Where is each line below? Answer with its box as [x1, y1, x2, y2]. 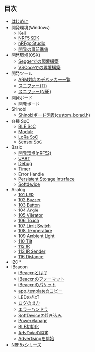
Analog [11, 186, 26, 192]
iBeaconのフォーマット [18, 276, 64, 282]
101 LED [18, 192, 34, 197]
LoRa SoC [18, 134, 39, 140]
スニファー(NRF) [18, 88, 51, 94]
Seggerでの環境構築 [18, 58, 59, 64]
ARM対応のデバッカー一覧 [18, 76, 71, 82]
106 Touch [18, 217, 39, 223]
